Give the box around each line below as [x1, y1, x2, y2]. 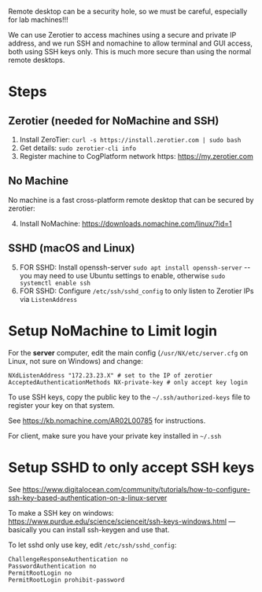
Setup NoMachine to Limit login [8, 322, 218, 340]
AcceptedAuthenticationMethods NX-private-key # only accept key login [8, 378, 248, 386]
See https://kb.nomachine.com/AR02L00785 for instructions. [8, 416, 206, 425]
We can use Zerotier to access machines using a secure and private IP [8, 31, 237, 39]
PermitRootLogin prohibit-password [8, 575, 125, 584]
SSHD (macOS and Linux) [8, 241, 135, 255]
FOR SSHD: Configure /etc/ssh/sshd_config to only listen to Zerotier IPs [19, 286, 254, 296]
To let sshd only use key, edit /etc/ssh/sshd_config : [8, 540, 177, 550]
